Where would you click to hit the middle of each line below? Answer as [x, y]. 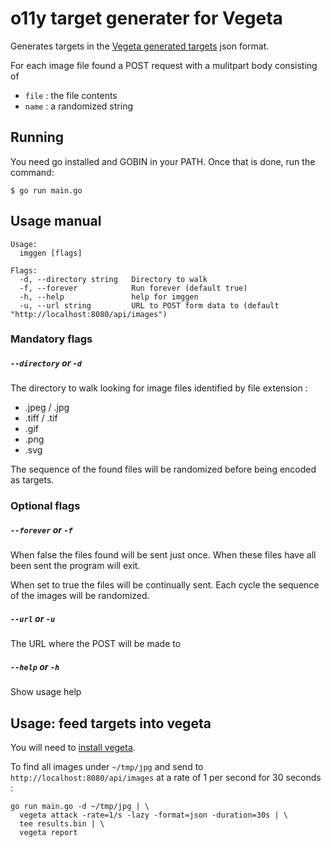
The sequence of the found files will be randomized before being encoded [163, 469]
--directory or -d [46, 363]
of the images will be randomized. [80, 596]
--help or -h [35, 666]
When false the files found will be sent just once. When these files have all [163, 555]
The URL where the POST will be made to [96, 644]
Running [37, 137]
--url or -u [33, 618]
